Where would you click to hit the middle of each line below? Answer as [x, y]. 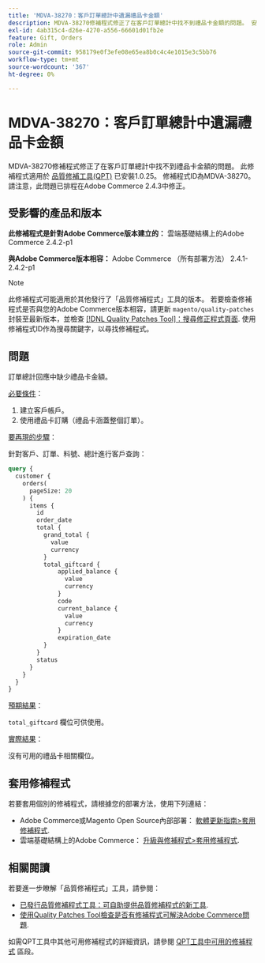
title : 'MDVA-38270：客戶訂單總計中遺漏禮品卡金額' [86, 15]
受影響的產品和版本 [55, 213]
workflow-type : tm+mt [44, 60]
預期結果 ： [26, 705]
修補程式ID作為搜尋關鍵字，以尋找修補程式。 [81, 329]
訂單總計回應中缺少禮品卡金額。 [60, 377]
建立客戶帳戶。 [44, 410]
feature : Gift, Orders [45, 38]
